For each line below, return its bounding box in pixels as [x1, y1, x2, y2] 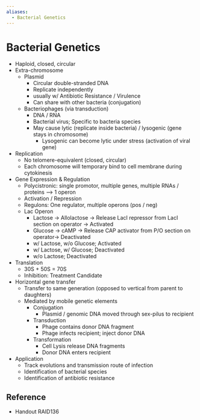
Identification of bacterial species [23, 368, 107, 375]
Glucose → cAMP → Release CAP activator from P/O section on [33, 227, 191, 234]
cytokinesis [23, 170, 52, 177]
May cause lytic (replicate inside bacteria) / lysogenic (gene [33, 124, 182, 132]
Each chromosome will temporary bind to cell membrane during [23, 163, 183, 170]
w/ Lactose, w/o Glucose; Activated [33, 240, 122, 247]
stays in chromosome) [33, 131, 89, 138]
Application [14, 355, 44, 363]
